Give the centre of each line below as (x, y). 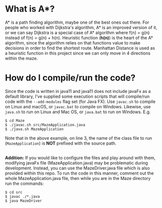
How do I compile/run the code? (70, 78)
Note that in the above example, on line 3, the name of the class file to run (79, 138)
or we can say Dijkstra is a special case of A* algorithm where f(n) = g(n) (77, 32)
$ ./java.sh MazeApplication (34, 129)
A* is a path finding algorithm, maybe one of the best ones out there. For (77, 22)
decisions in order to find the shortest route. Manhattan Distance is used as (80, 48)
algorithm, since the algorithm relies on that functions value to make (73, 43)
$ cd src (14, 192)
